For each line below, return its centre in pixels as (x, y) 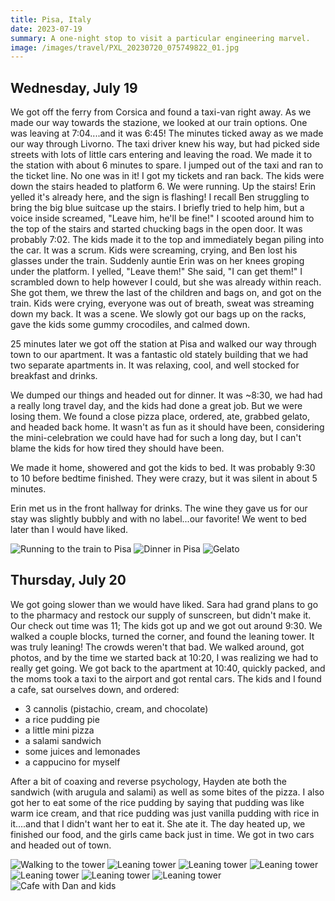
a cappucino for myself (72, 762)
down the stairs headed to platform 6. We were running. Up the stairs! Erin (163, 187)
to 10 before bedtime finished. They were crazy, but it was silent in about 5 (164, 478)
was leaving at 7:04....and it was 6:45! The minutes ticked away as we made (167, 133)
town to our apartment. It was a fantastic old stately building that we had (159, 355)
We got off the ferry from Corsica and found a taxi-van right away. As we (161, 112)
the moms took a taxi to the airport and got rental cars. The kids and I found (166, 678)
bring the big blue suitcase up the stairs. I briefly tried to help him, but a (157, 208)
